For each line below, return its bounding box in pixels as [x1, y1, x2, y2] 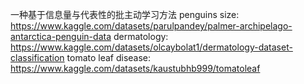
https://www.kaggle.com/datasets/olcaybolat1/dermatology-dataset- [10, 41, 293, 53]
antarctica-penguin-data [10, 31, 112, 42]
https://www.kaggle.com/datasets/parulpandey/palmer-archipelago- [10, 20, 293, 32]
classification [10, 52, 65, 63]
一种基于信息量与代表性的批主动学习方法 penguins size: [10, 9, 240, 20]
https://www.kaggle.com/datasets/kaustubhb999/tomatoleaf [10, 63, 261, 74]
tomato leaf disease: [66, 52, 152, 63]
